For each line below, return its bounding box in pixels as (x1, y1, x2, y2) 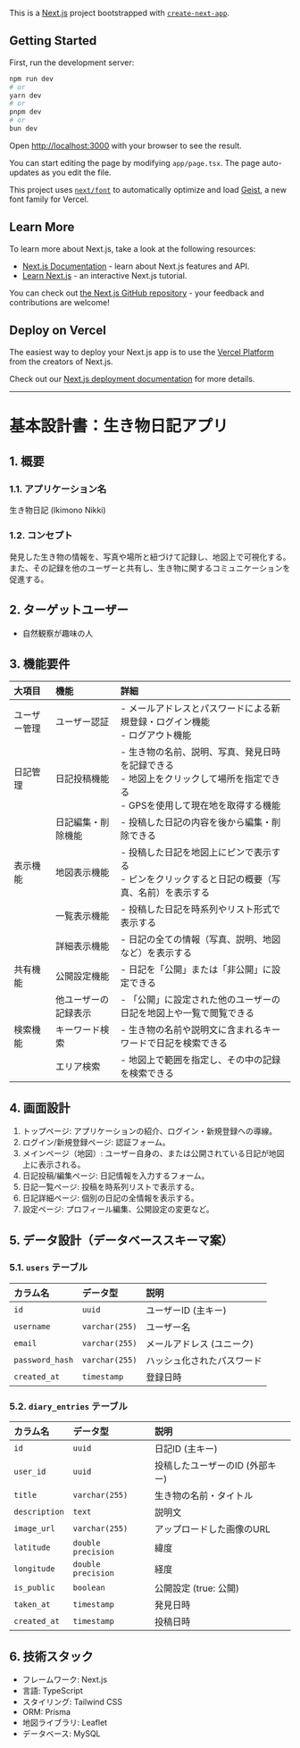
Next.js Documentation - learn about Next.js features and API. (21, 261, 250, 271)
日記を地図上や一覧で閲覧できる (120, 1007, 254, 1020)
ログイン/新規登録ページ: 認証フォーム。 (21, 1137, 171, 1148)
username (13, 1321, 51, 1331)
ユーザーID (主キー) (146, 1303, 227, 1316)
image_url (13, 1524, 55, 1534)
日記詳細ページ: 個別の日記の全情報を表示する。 (21, 1193, 199, 1203)
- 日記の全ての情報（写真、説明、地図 (120, 933, 281, 945)
